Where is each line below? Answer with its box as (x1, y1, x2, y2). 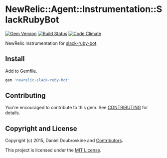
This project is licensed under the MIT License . (5, 147, 102, 153)
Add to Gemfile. (5, 68, 37, 74)
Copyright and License (5, 124, 77, 133)
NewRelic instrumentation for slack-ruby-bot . (5, 40, 98, 46)
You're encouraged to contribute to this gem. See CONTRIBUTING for (5, 105, 148, 111)
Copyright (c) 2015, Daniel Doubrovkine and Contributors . (5, 138, 124, 144)
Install (5, 55, 25, 63)
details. (5, 110, 20, 116)
